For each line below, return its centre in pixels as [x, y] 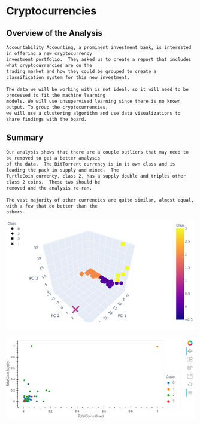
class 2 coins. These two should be [53, 182]
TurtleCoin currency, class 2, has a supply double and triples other [96, 176]
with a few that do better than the [52, 206]
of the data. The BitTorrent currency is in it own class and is [91, 164]
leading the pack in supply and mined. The [63, 170]
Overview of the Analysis [54, 33]
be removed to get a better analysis [53, 158]
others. [16, 212]
